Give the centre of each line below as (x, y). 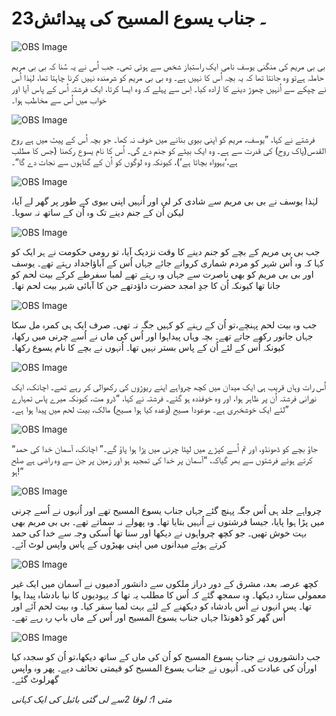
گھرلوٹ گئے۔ (35, 679)
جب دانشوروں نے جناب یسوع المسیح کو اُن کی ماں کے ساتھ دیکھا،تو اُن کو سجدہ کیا (166, 656)
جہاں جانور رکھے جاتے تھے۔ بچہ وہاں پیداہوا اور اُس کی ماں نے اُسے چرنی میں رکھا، (162, 336)
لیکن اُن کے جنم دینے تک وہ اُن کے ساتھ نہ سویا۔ (97, 212)
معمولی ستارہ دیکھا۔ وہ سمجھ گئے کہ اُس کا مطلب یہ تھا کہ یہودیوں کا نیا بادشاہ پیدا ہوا (169, 594)
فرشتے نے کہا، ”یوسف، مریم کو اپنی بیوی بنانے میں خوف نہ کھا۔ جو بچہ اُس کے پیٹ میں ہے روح (163, 139)
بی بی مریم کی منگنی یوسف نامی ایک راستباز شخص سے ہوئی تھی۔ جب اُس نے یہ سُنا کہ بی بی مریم (168, 66)
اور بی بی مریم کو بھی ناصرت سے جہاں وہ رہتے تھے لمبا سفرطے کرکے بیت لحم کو (162, 274)
